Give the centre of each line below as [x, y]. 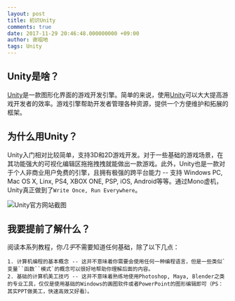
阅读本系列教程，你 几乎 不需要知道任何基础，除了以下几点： [93, 247]
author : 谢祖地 [28, 40]
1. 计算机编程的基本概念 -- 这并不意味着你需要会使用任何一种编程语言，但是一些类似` [116, 262]
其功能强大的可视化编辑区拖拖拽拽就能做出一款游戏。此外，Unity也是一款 [113, 163]
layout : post [26, 14]
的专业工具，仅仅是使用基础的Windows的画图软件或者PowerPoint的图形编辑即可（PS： [115, 284]
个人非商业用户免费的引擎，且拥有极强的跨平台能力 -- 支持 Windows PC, [118, 172]
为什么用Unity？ [42, 136]
